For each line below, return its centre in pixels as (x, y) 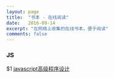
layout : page (23, 12)
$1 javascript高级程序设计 (38, 69)
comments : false (27, 34)
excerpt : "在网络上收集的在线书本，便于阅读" (58, 28)
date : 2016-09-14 (31, 23)
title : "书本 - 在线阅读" (38, 17)
